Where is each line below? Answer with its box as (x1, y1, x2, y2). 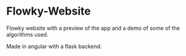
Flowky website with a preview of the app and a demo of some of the (6, 24, 180, 32)
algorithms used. (6, 30, 49, 38)
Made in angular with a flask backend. (6, 43, 102, 50)
